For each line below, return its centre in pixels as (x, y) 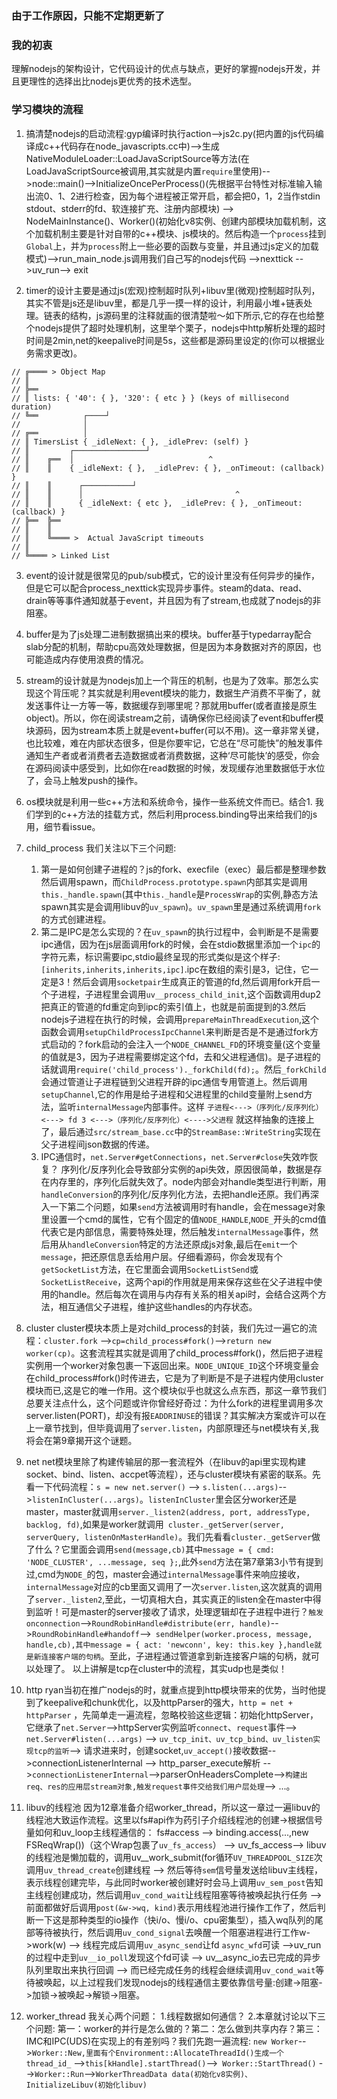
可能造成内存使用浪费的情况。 (87, 659)
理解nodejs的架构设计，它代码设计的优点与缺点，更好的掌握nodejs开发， (162, 69)
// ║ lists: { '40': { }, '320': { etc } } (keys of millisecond (150, 398)
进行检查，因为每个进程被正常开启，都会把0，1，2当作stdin (198, 196)
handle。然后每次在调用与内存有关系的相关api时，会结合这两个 (188, 1294)
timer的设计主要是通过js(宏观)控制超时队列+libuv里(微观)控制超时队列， (173, 290)
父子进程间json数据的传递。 (98, 1144)
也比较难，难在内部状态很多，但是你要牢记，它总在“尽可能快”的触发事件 (174, 743)
